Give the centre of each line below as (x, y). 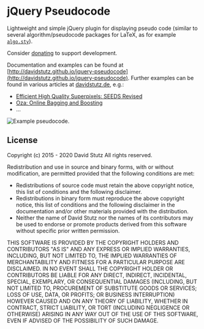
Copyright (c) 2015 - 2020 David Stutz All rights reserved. (80, 155)
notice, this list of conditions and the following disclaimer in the (95, 205)
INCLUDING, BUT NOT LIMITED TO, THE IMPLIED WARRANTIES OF (92, 256)
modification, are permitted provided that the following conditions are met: (101, 173)
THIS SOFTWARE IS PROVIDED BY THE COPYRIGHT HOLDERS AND (93, 242)
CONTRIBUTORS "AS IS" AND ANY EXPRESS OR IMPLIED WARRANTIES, (99, 249)
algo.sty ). (20, 41)
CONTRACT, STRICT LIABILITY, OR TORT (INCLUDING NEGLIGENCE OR (98, 308)
